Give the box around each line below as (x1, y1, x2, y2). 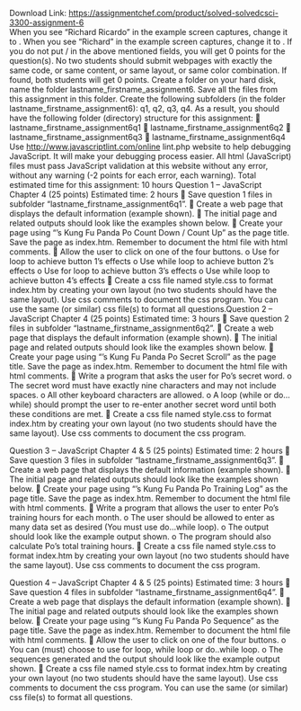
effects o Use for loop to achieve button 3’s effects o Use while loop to (9, 265, 270, 276)
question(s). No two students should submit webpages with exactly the (9, 56, 272, 66)
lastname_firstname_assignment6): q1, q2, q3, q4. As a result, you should (9, 103, 280, 113)
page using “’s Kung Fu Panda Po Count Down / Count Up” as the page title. (9, 227, 290, 237)
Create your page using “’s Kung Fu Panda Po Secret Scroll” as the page (9, 351, 277, 362)
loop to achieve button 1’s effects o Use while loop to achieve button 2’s (9, 256, 274, 266)
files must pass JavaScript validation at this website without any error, (9, 161, 269, 171)
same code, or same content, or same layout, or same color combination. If (9, 65, 288, 76)
